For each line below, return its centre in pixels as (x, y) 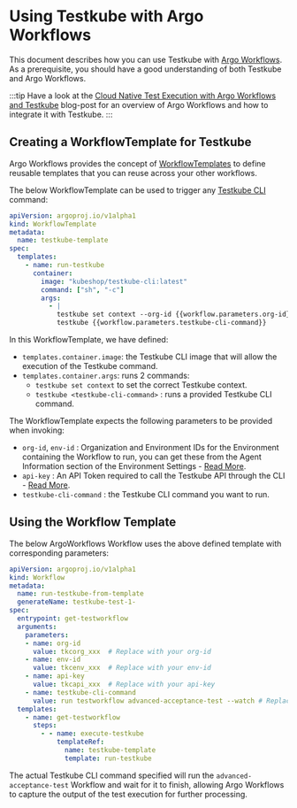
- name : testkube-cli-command (81, 692)
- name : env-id (53, 660)
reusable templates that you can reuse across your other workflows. (133, 173)
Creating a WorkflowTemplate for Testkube (130, 142)
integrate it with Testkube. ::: (61, 114)
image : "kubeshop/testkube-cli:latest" (114, 281)
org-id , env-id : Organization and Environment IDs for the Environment (151, 447)
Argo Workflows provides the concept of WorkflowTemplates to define (137, 163)
